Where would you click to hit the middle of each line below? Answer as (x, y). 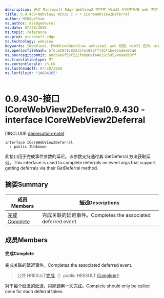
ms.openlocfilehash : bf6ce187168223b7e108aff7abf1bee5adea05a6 (71, 50)
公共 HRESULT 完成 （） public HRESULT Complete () (68, 276)
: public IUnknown (28, 147)
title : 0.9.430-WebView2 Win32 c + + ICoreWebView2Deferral (68, 14)
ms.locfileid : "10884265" (31, 73)
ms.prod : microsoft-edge (30, 37)
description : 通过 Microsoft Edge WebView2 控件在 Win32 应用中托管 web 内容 (82, 10)
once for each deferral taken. (34, 292)
